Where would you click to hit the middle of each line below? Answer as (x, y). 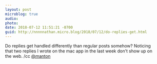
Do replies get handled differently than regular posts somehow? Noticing (78, 46)
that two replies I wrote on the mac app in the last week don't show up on (79, 51)
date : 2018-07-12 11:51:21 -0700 (39, 28)
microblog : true (21, 14)
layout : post (18, 9)
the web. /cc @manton (28, 56)
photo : (12, 23)
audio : (12, 18)
